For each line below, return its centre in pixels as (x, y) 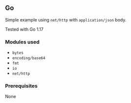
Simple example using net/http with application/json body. (66, 20)
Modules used (22, 42)
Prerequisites (21, 86)
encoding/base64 (29, 58)
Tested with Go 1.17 (24, 29)
